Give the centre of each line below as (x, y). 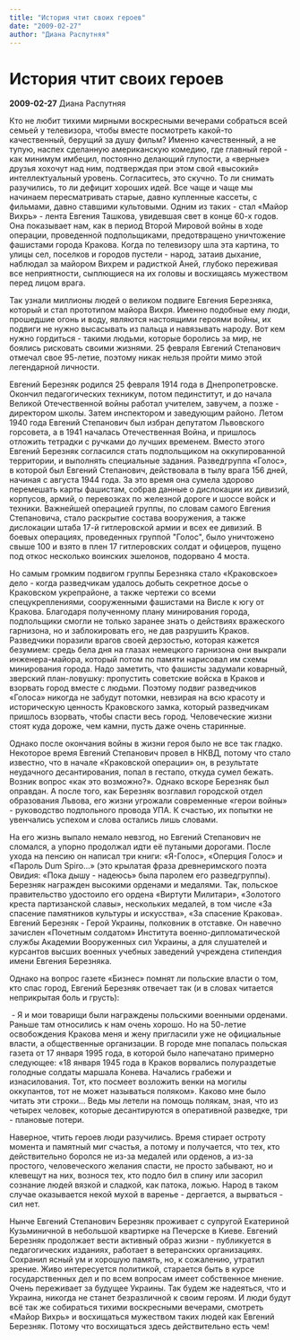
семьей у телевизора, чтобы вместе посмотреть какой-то (121, 130)
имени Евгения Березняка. (60, 961)
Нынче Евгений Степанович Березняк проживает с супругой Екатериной (149, 1222)
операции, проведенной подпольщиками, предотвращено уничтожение (148, 235)
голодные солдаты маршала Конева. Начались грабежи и (120, 1073)
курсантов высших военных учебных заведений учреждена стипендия (146, 951)
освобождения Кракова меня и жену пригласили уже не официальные (145, 1034)
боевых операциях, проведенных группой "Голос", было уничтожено (142, 537)
